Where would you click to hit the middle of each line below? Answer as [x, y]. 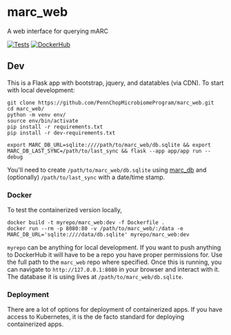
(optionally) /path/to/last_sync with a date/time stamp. [86, 177]
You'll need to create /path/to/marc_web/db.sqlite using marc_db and [107, 170]
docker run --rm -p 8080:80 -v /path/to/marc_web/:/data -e [96, 229]
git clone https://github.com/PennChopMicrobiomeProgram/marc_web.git [111, 103]
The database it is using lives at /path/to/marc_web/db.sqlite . [96, 277]
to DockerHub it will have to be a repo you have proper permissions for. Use [115, 255]
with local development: [41, 90]
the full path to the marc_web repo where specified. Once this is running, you [114, 262]
